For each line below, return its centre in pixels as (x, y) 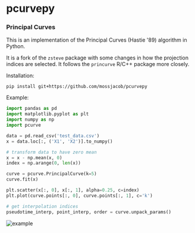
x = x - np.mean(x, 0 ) (34, 158)
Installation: (20, 75)
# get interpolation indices (42, 206)
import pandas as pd (32, 109)
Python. (16, 46)
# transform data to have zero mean (51, 152)
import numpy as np (30, 120)
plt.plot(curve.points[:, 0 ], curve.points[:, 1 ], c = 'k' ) (79, 196)
